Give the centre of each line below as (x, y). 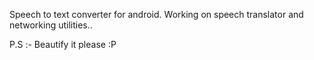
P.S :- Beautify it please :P (63, 44)
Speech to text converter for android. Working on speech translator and (156, 14)
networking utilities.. (51, 25)
